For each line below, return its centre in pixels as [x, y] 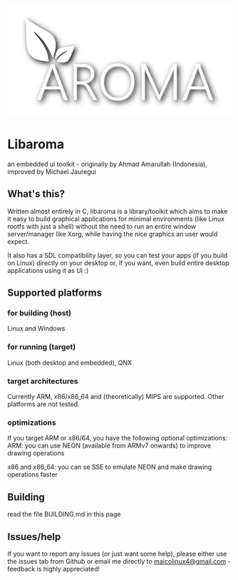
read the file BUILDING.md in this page [64, 514]
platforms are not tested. [43, 404]
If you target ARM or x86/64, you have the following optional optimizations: [118, 438]
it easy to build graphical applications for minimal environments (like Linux [116, 219]
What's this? [36, 194]
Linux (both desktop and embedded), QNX [70, 363]
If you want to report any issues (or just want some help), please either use [117, 554]
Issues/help [34, 537]
